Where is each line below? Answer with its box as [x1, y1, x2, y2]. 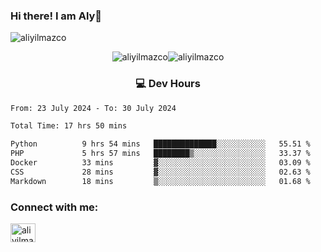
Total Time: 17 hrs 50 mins [10, 121, 128, 131]
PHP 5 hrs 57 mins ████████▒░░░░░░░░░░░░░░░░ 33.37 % [10, 149, 311, 159]
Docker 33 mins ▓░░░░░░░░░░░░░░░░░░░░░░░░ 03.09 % [10, 158, 311, 168]
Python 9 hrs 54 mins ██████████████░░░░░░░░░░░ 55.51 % [10, 139, 311, 149]
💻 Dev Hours [135, 77, 201, 91]
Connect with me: [10, 200, 99, 214]
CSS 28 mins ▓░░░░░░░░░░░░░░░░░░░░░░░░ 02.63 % [10, 167, 311, 177]
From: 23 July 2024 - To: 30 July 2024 [10, 103, 177, 113]
